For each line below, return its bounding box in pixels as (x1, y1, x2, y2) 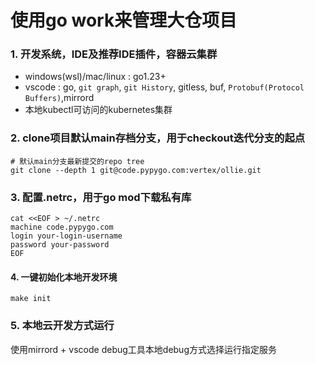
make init (10, 294, 52, 304)
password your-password (10, 240, 110, 250)
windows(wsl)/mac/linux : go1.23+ (24, 71, 167, 83)
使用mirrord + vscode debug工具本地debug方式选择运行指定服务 (10, 343, 277, 355)
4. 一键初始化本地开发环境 (10, 271, 118, 283)
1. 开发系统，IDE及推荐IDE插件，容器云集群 (10, 47, 218, 61)
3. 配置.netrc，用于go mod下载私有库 (10, 190, 192, 204)
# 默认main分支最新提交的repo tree (10, 156, 145, 166)
